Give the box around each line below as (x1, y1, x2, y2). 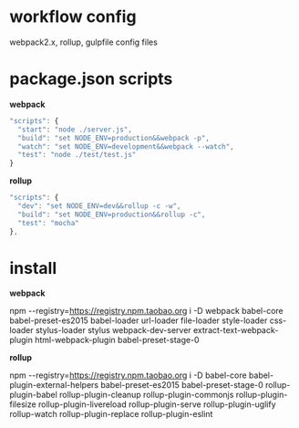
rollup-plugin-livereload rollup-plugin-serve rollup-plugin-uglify (37, 399, 276, 410)
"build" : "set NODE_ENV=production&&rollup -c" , (17, 210, 206, 219)
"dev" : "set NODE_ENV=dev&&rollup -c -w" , (17, 202, 181, 211)
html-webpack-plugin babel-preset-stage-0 (35, 335, 200, 346)
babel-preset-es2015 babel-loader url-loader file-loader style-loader (9, 315, 268, 326)
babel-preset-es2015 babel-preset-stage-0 (99, 380, 264, 391)
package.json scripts (9, 68, 173, 89)
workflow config (9, 6, 137, 27)
